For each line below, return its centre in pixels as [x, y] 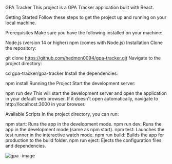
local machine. [21, 23]
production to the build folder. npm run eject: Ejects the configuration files [83, 140]
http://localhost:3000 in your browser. [45, 104]
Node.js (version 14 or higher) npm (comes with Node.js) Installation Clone [84, 43]
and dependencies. [26, 146]
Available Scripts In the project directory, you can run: [62, 114]
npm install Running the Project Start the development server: [71, 83]
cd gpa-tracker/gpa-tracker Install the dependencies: [62, 73]
